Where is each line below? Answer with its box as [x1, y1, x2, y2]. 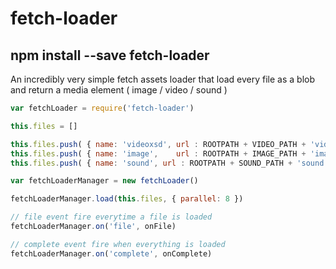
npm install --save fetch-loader [10, 47, 210, 64]
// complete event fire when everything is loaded [10, 239, 226, 249]
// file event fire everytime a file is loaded [10, 212, 213, 222]
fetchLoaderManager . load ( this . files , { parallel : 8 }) [10, 194, 244, 204]
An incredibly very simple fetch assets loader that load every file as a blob [10, 73, 316, 85]
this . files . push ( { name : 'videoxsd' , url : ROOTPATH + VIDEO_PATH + [10, 139, 307, 149]
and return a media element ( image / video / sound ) [10, 84, 228, 96]
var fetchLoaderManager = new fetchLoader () [10, 176, 199, 186]
